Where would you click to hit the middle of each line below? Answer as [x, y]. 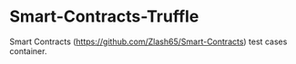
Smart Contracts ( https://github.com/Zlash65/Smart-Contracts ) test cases [148, 41]
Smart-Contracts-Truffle [104, 17]
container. [28, 50]
